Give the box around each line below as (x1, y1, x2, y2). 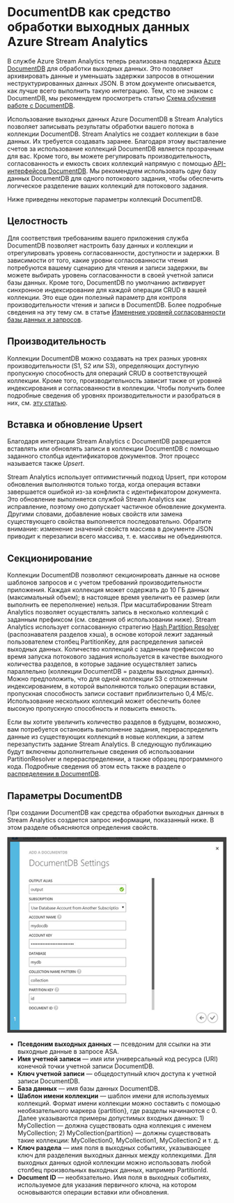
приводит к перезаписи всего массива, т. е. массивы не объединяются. (7, 532, 223, 540)
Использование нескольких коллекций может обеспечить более (7, 697, 201, 705)
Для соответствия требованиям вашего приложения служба (7, 234, 189, 242)
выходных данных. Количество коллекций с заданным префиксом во (7, 645, 214, 653)
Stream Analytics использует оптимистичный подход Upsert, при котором (7, 473, 227, 481)
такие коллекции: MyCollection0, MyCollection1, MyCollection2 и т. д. (17, 1136, 220, 1144)
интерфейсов (7, 167, 47, 175)
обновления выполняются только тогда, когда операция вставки (7, 481, 201, 489)
